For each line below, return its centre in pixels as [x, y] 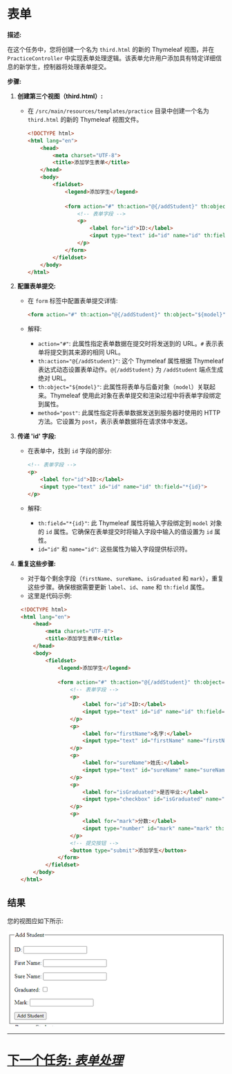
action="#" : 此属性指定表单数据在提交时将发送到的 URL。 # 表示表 [131, 344]
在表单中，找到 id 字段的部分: [69, 451]
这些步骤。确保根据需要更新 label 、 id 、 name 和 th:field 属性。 [118, 587]
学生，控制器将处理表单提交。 [68, 66]
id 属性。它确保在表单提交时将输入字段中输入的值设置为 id [129, 531]
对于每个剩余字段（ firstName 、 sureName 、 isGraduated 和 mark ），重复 [126, 578]
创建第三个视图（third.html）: [60, 96]
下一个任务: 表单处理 [65, 1061]
